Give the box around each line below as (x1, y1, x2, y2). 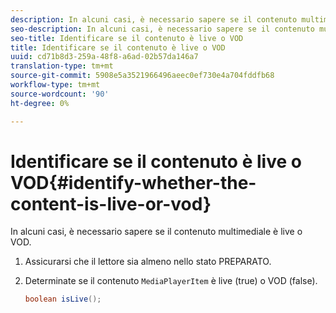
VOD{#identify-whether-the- (10, 171, 257, 194)
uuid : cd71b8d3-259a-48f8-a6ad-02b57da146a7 (10, 52, 199, 62)
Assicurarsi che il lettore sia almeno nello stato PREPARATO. (24, 256, 272, 268)
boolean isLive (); (24, 294, 102, 305)
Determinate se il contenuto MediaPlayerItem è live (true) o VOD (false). (24, 275, 318, 287)
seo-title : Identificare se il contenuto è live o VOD (10, 33, 244, 43)
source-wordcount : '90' (10, 89, 110, 99)
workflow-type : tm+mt (10, 80, 101, 90)
